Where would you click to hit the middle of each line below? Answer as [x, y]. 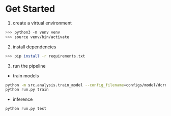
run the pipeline [29, 66]
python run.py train [27, 90]
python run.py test [26, 109]
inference [23, 99]
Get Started [30, 9]
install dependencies [34, 47]
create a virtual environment [42, 23]
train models [26, 76]
